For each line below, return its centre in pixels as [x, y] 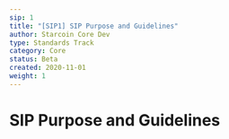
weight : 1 [28, 76]
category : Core [38, 51]
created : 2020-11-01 [48, 68]
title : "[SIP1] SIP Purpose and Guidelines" [94, 26]
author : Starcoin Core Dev [60, 34]
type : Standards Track [52, 43]
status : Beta [34, 59]
